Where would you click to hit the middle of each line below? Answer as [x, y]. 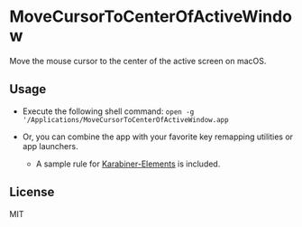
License [32, 192]
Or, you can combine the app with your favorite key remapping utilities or [158, 137]
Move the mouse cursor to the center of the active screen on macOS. [138, 61]
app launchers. [50, 146]
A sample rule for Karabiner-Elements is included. [128, 164]
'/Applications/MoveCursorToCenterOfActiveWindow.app [125, 119]
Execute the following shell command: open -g [108, 111]
